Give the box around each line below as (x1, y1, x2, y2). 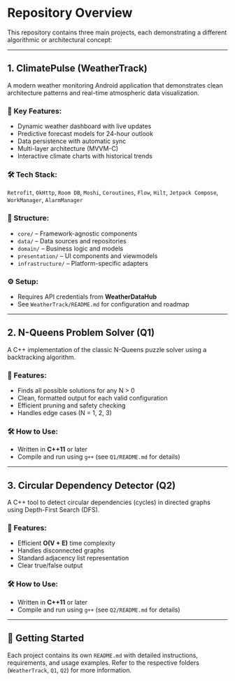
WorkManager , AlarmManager (7, 196, 83, 204)
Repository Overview (7, 5, 133, 21)
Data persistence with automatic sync (17, 137, 127, 145)
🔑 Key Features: (7, 106, 62, 116)
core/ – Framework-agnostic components (17, 229, 138, 238)
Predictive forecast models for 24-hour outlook (17, 130, 154, 138)
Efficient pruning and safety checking (17, 401, 126, 410)
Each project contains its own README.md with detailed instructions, (7, 651, 198, 659)
